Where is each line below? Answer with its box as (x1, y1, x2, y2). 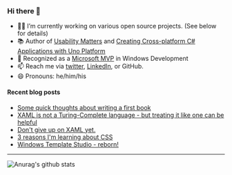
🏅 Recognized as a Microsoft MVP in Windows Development (17, 55, 188, 63)
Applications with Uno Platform (17, 47, 106, 55)
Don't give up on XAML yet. (17, 125, 96, 133)
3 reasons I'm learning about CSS (17, 133, 113, 141)
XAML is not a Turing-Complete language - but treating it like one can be (17, 111, 224, 119)
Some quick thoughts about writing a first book (17, 103, 151, 111)
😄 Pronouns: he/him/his (17, 72, 86, 80)
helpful (17, 118, 38, 127)
